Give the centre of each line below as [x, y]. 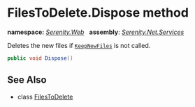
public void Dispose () [40, 58]
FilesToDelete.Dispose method [98, 13]
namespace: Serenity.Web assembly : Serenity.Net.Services [96, 32]
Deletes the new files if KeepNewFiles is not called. [79, 45]
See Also [27, 80]
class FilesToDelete [45, 97]
